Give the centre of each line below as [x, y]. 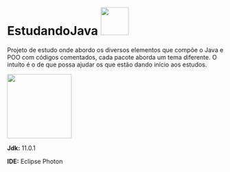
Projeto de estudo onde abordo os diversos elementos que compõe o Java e [115, 50]
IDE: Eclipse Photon [35, 161]
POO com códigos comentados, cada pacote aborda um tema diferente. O [112, 57]
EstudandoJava [53, 31]
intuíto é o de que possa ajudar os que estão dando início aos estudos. [107, 64]
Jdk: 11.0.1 [21, 148]
